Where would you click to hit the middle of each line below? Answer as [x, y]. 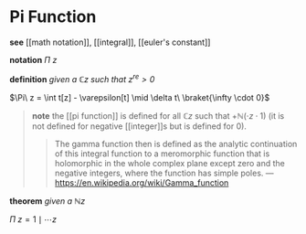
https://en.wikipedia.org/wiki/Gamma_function [142, 182]
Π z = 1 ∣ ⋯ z [33, 219]
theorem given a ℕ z [47, 201]
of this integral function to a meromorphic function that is [162, 154]
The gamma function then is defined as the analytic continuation [176, 144]
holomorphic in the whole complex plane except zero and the [169, 163]
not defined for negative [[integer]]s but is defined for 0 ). [139, 126]
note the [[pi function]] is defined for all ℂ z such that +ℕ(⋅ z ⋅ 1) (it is [158, 115]
